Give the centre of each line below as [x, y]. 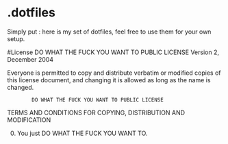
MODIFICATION [29, 120]
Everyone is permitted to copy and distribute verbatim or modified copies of [114, 73]
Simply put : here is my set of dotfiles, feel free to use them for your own [109, 32]
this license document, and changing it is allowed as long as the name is [109, 80]
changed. [21, 87]
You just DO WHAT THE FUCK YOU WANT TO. [82, 133]
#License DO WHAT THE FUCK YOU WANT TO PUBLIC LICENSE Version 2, [113, 52]
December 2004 [30, 59]
